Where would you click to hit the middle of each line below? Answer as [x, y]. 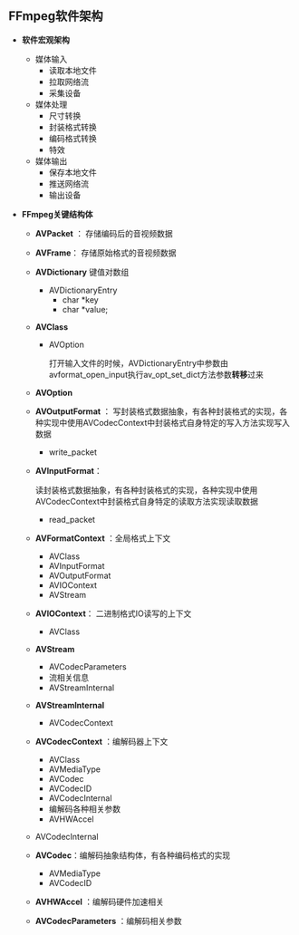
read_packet [72, 519]
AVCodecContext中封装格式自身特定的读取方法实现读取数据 [147, 501]
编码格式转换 [72, 138]
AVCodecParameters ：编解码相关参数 [108, 921]
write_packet [72, 452]
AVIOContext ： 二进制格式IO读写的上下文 [113, 613]
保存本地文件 [72, 172]
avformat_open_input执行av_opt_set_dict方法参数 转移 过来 [156, 374]
